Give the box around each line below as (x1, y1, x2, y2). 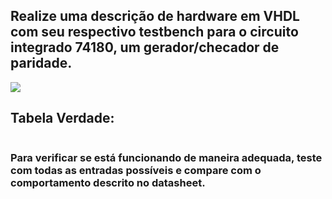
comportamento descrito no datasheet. (10, 175, 206, 189)
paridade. (10, 55, 73, 72)
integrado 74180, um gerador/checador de (10, 39, 280, 56)
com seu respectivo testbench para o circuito (10, 24, 299, 41)
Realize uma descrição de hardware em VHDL (10, 8, 300, 25)
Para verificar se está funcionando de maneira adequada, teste (10, 150, 323, 164)
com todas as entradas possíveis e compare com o (10, 163, 262, 177)
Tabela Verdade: (10, 110, 115, 127)
